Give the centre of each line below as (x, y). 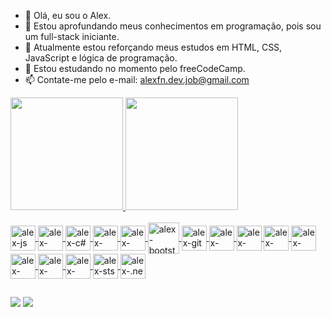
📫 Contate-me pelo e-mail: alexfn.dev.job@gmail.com (137, 79)
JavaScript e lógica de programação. (101, 58)
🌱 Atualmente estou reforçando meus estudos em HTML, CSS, (153, 47)
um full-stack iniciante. (72, 36)
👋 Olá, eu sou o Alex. (68, 15)
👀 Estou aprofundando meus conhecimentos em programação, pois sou (173, 26)
